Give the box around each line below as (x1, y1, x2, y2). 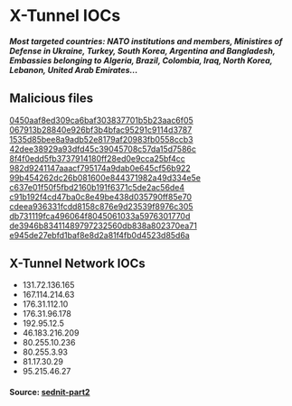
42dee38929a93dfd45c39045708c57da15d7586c (9, 143, 197, 154)
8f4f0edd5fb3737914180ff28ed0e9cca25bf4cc (9, 152, 185, 163)
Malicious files (9, 91, 94, 106)
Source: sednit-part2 (9, 387, 90, 397)
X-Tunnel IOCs (9, 5, 121, 26)
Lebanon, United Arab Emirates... (9, 64, 138, 75)
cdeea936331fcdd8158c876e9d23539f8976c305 (9, 200, 193, 212)
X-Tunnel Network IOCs (9, 255, 146, 271)
